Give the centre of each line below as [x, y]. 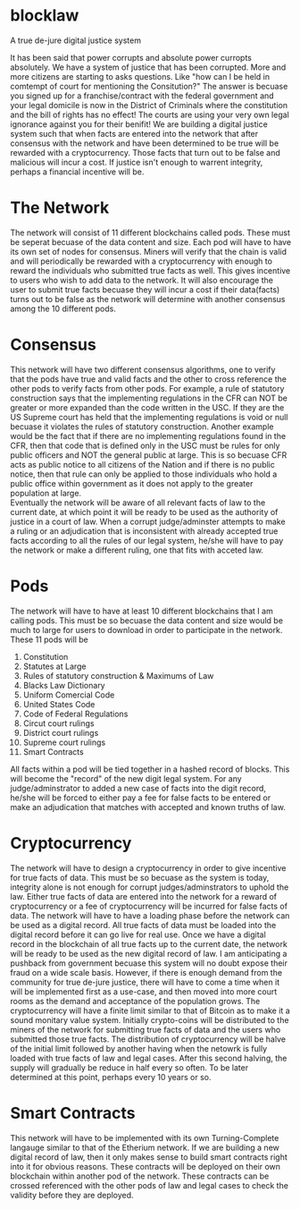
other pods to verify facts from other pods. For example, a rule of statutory [147, 388]
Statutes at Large [55, 666]
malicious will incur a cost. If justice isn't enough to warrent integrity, [137, 162]
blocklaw [45, 16]
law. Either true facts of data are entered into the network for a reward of [144, 896]
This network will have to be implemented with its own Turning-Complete [145, 1137]
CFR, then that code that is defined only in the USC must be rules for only [145, 445]
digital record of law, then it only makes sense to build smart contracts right [149, 1157]
